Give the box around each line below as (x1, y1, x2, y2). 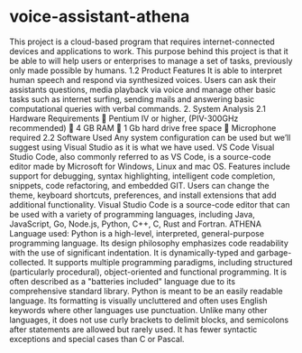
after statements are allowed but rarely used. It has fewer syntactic (9, 323, 258, 335)
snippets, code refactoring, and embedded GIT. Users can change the (9, 180, 270, 190)
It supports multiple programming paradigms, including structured (48, 256, 293, 267)
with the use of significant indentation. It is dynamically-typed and (9, 246, 255, 258)
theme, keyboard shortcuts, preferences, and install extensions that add (9, 190, 277, 200)
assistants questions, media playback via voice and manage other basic (9, 84, 277, 95)
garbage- (256, 246, 292, 258)
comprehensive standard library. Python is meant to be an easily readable (9, 285, 283, 296)
